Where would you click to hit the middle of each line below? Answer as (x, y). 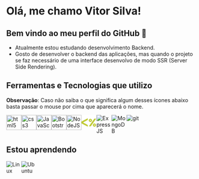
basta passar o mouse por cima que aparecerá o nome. (75, 106)
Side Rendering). (36, 67)
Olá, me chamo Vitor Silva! (74, 11)
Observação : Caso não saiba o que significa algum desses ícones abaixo (97, 100)
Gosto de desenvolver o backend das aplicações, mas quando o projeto (104, 54)
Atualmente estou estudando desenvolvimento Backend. (85, 47)
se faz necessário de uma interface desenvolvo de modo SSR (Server (101, 60)
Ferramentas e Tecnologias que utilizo (79, 86)
